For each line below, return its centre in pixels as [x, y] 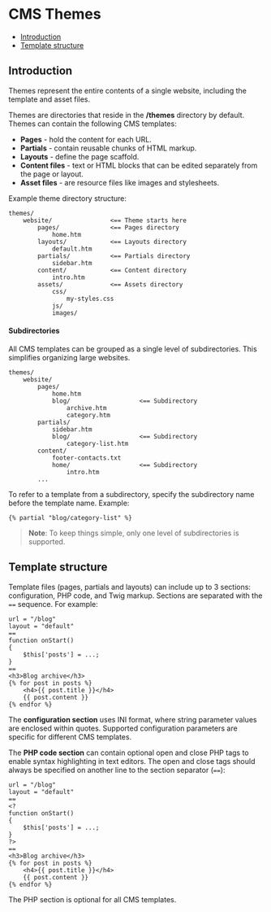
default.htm [72, 249]
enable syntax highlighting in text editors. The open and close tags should [132, 761]
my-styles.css [90, 299]
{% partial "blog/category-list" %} [70, 517]
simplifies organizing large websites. [69, 357]
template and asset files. [49, 99]
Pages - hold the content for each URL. [86, 139]
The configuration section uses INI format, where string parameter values [133, 719]
